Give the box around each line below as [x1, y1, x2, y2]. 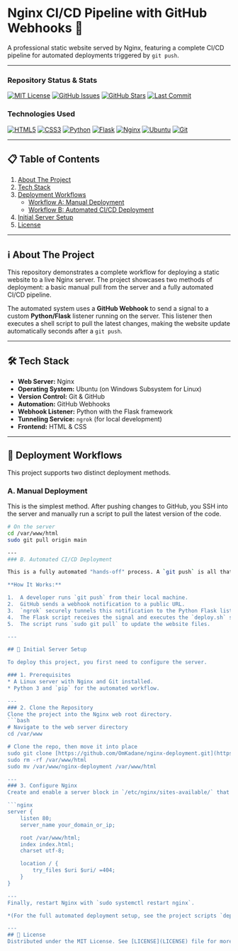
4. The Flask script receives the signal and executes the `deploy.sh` [7, 614, 227, 621]
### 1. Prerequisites [7, 671, 72, 679]
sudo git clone [7, 749, 52, 757]
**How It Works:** [7, 581, 62, 588]
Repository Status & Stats [7, 75, 98, 85]
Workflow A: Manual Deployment [28, 198, 125, 207]
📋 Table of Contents [7, 153, 101, 165]
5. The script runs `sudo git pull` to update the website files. [7, 620, 211, 627]
